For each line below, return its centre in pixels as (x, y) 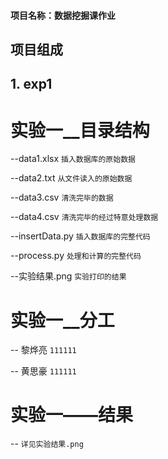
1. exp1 (31, 84)
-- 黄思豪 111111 (43, 371)
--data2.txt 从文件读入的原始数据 (71, 178)
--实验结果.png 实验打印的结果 (68, 276)
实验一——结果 (72, 415)
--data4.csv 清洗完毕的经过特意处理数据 (84, 217)
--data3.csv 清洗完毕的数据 (62, 197)
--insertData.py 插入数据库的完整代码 (80, 236)
